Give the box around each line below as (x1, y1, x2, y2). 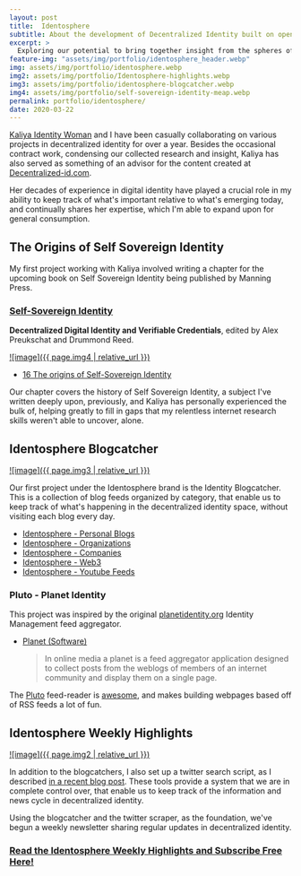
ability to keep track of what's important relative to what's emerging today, (9, 195, 284, 205)
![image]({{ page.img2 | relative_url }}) (9, 750, 150, 760)
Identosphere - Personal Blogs (21, 528, 135, 539)
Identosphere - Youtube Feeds (21, 567, 135, 577)
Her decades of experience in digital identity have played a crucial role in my (9, 185, 292, 195)
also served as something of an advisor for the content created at (9, 158, 252, 169)
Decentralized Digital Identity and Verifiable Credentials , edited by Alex (9, 325, 279, 336)
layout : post (9, 13, 58, 22)
